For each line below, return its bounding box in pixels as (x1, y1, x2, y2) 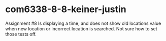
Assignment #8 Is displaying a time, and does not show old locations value (5, 20, 161, 26)
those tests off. (5, 31, 37, 37)
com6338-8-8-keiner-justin (5, 4, 126, 15)
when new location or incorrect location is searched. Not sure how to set (5, 25, 157, 31)
